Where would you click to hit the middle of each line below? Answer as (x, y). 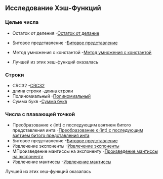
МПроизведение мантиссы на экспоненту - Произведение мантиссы (85, 151)
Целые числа (22, 22)
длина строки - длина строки (42, 91)
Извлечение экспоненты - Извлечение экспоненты (66, 146)
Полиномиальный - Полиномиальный (51, 96)
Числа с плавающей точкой (40, 114)
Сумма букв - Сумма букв (40, 101)
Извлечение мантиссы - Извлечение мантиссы (62, 162)
